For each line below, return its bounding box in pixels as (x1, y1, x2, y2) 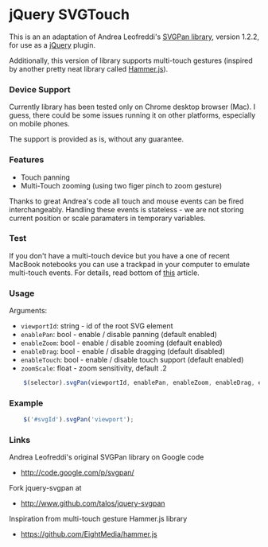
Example (9, 398, 44, 409)
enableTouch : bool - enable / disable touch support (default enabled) (20, 355, 244, 365)
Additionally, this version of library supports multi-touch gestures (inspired (9, 56, 253, 65)
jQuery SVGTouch (9, 6, 130, 24)
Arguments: (9, 306, 48, 316)
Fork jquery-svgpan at (9, 483, 82, 493)
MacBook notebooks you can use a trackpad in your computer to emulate (9, 259, 250, 269)
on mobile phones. (9, 119, 70, 129)
